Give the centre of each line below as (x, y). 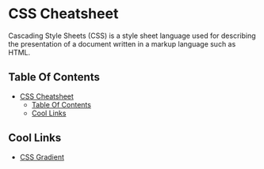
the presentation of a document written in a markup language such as (122, 43)
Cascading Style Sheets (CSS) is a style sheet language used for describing (132, 36)
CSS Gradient (42, 157)
